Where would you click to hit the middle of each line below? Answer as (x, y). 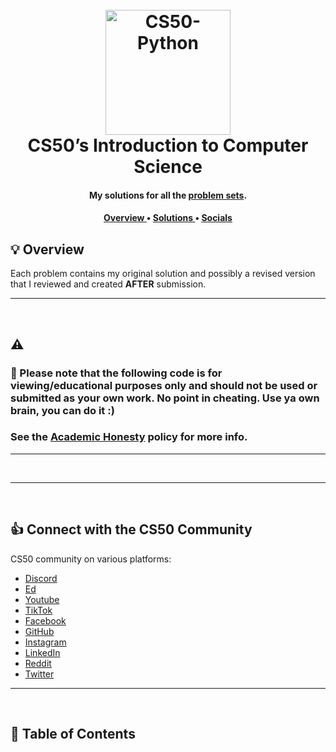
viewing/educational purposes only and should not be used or (164, 385)
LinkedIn (42, 652)
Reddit (38, 663)
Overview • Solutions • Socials (168, 218)
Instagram (45, 642)
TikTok (38, 610)
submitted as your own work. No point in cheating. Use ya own (165, 398)
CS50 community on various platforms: (91, 559)
